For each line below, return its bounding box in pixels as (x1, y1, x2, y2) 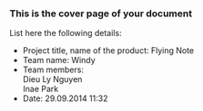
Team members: (22, 64, 85, 75)
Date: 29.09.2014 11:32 (22, 93, 108, 104)
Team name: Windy (22, 55, 96, 66)
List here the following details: (9, 28, 122, 39)
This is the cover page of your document (9, 7, 193, 20)
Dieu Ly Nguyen (22, 74, 83, 85)
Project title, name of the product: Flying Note (22, 45, 195, 56)
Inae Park (22, 84, 59, 95)
